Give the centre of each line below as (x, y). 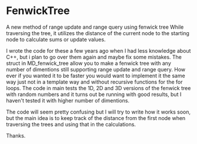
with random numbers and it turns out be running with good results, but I (94, 94)
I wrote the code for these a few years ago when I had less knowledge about (98, 50)
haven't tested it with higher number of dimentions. (68, 100)
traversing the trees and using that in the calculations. (71, 124)
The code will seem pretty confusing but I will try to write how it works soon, (98, 112)
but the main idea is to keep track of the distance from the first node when (96, 118)
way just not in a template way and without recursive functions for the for (94, 82)
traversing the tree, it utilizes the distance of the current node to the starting (98, 33)
